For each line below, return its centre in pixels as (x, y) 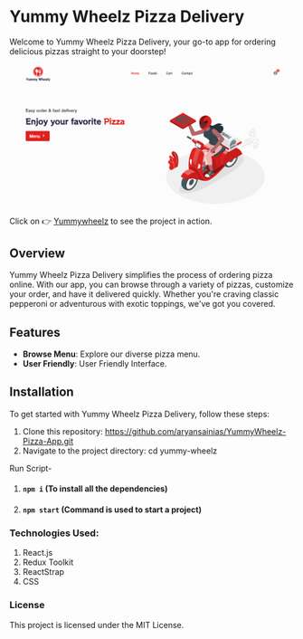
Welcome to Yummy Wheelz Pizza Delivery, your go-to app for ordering (142, 42)
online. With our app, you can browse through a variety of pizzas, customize (151, 285)
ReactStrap (43, 572)
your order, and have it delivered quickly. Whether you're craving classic (144, 294)
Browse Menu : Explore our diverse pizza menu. (111, 354)
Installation (42, 392)
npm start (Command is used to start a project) (112, 510)
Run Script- (31, 468)
